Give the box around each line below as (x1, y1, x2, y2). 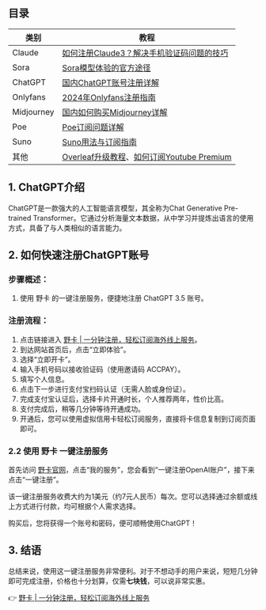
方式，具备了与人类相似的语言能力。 (8, 223, 127, 233)
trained (8, 213, 32, 222)
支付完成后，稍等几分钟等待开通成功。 (19, 404, 145, 413)
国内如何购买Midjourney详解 (62, 107, 168, 118)
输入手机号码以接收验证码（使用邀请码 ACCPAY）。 (19, 364, 185, 373)
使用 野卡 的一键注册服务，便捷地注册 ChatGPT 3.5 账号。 (19, 294, 208, 303)
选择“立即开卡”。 (19, 354, 75, 364)
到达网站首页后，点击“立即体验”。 (19, 344, 131, 354)
